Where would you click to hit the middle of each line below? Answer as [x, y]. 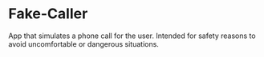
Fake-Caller [48, 14]
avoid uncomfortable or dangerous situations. [83, 44]
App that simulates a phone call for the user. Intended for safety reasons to [132, 36]
